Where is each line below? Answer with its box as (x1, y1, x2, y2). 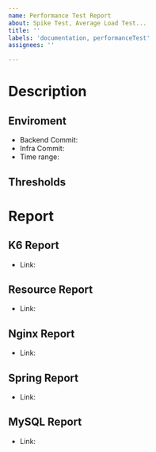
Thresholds (8, 175, 67, 189)
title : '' (8, 26, 41, 34)
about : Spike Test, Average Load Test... (8, 19, 147, 27)
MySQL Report (8, 415, 82, 429)
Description (8, 83, 87, 100)
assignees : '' (8, 41, 55, 49)
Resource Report (8, 282, 93, 296)
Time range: (19, 152, 59, 162)
